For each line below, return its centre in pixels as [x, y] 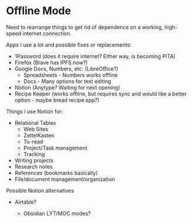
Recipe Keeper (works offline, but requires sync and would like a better [101, 94]
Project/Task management [55, 148]
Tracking [34, 154]
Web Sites [36, 129]
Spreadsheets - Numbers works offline [71, 75]
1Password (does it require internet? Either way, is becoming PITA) [95, 56]
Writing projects [34, 160]
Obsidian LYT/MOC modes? [57, 213]
